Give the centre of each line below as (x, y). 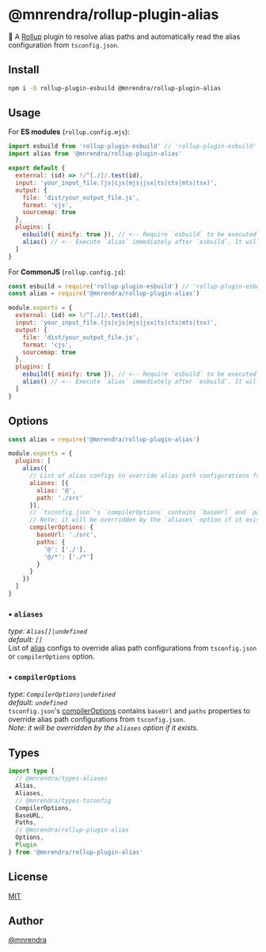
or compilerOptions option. (51, 656)
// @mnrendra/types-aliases (62, 778)
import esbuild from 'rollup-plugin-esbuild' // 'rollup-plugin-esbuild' (133, 147)
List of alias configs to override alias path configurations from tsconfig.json (133, 648)
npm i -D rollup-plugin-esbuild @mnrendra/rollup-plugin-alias (115, 88)
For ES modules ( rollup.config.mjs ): (69, 132)
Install (24, 70)
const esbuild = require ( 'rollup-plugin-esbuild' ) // (99, 286)
